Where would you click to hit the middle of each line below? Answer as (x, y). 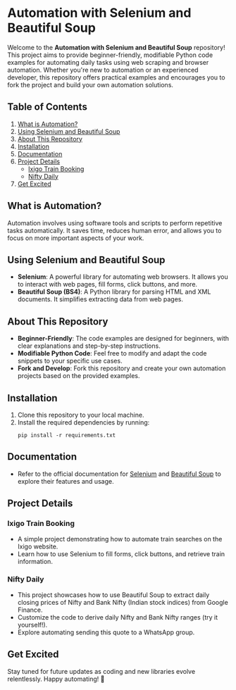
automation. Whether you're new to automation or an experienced (103, 70)
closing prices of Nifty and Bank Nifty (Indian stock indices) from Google (123, 602)
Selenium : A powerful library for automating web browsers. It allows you (123, 277)
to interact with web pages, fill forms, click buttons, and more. (107, 284)
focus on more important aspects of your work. (76, 238)
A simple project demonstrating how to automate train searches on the (120, 539)
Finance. (30, 610)
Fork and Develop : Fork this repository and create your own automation (122, 368)
